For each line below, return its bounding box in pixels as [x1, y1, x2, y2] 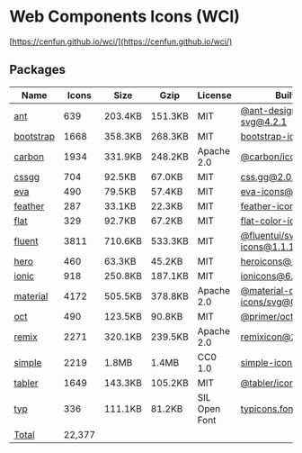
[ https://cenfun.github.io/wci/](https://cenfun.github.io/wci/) [9, 36, 233, 47]
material [13, 290, 49, 303]
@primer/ [240, 310, 280, 322]
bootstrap [13, 130, 56, 142]
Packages [9, 62, 66, 77]
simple [13, 356, 42, 368]
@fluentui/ [240, 229, 285, 241]
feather [13, 200, 45, 213]
